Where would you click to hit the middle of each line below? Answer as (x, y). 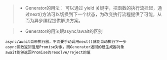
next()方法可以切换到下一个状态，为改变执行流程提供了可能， (94, 14)
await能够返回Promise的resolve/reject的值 (48, 52)
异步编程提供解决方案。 (59, 20)
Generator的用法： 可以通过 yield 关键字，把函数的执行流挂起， (91, 8)
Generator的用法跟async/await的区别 (64, 31)
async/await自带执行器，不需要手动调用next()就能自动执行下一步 (66, 42)
